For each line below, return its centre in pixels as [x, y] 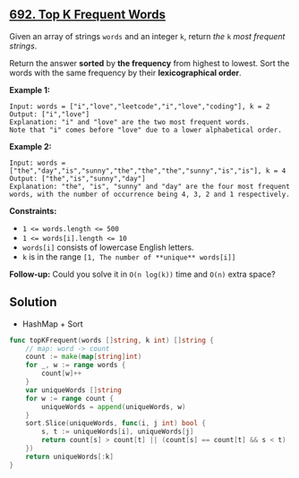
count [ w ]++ [62, 374]
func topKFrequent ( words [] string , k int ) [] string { [112, 340]
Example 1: [30, 90]
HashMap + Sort [52, 324]
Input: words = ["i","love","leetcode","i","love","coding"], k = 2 [140, 107]
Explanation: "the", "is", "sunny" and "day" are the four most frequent [150, 186]
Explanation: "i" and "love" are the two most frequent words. [130, 122]
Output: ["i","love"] [50, 114]
